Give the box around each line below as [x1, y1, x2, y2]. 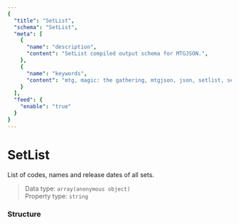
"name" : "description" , [26, 43, 97, 50]
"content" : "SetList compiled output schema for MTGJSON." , [26, 50, 208, 58]
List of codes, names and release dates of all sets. [7, 170, 154, 178]
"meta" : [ [14, 30, 43, 38]
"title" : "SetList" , [14, 17, 75, 24]
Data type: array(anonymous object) [24, 184, 131, 193]
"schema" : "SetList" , [14, 23, 78, 31]
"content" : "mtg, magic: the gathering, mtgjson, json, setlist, [26, 76, 224, 84]
